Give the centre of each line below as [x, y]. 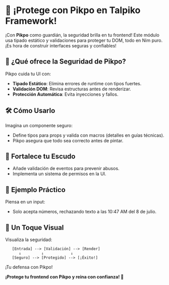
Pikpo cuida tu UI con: [28, 74]
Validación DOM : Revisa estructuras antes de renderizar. [72, 89]
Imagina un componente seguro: [39, 125]
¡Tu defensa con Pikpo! [29, 267]
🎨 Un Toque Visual [35, 227]
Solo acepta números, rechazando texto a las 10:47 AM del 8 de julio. [84, 212]
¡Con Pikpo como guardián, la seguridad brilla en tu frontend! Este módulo [82, 35]
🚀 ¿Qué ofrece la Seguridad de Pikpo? [66, 62]
